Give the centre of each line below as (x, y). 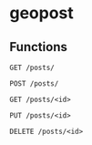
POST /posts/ (34, 84)
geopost (42, 13)
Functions (39, 47)
